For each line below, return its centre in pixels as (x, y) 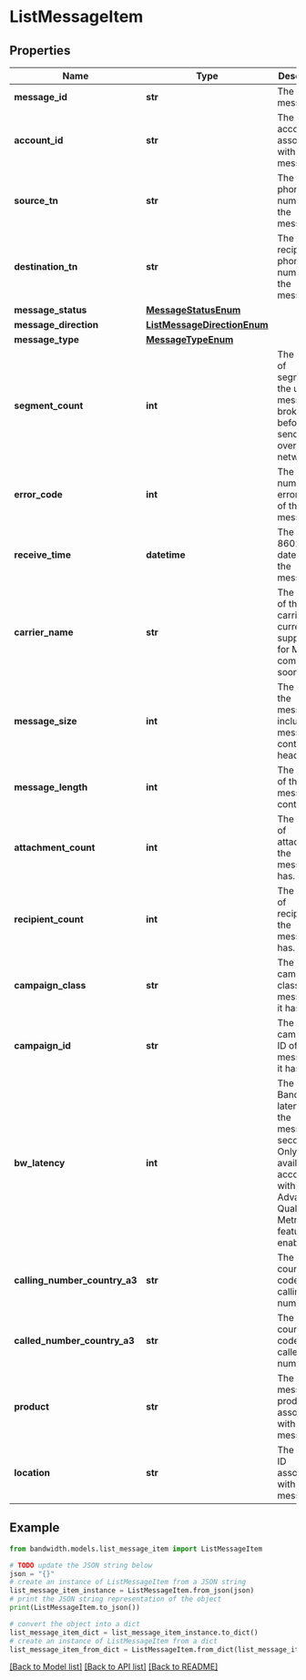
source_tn (36, 200)
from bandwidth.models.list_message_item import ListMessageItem (136, 1549)
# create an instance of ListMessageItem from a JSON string (128, 1583)
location (32, 1473)
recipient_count (49, 919)
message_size (46, 721)
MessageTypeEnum (189, 339)
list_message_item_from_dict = (69, 1649)
